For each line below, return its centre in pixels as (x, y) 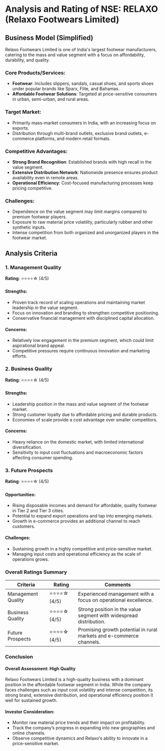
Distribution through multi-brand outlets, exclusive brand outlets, (78, 133)
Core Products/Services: (35, 72)
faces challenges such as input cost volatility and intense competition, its (79, 690)
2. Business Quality (29, 369)
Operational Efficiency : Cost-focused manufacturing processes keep (83, 183)
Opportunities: (20, 494)
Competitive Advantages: (36, 151)
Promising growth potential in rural (118, 629)
